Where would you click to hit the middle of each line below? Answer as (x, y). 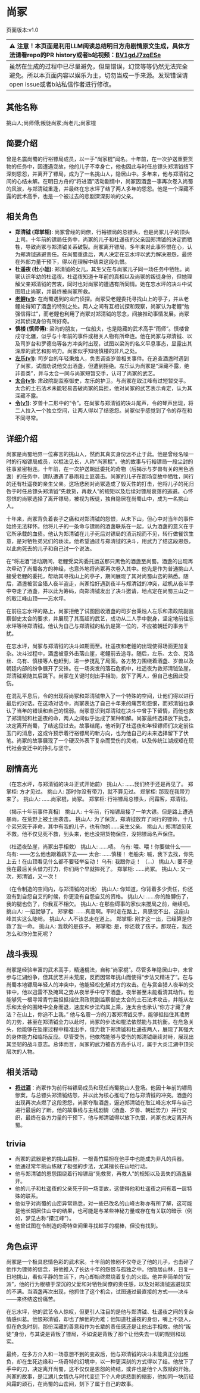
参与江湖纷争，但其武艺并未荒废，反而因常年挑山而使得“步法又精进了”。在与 (100, 977)
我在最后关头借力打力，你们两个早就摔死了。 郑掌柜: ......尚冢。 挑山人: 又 (96, 869)
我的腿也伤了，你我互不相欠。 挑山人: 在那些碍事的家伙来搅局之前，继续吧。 (100, 904)
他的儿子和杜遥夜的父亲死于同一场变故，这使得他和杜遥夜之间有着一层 (101, 1189)
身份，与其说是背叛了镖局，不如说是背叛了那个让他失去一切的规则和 (97, 1334)
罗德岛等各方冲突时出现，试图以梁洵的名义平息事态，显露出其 (116, 343)
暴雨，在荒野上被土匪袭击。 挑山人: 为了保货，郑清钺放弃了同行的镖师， (94, 819)
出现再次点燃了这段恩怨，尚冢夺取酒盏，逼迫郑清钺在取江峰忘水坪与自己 (103, 1102)
